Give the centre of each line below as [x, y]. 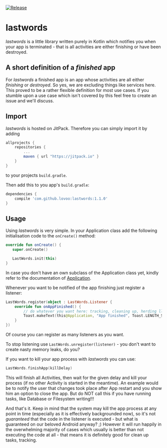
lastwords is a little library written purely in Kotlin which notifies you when [81, 41]
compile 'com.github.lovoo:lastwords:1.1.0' [61, 199]
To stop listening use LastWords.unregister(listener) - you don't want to [81, 344]
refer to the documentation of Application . [48, 278]
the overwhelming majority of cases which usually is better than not [75, 429]
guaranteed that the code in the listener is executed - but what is [72, 419]
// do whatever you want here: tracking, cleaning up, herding [90, 311]
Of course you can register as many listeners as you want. [65, 335]
